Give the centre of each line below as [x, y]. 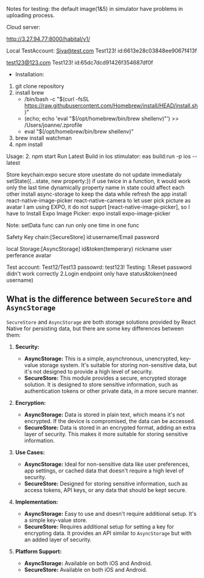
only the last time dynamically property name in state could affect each [95, 187]
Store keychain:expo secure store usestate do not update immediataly [94, 174]
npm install [29, 144]
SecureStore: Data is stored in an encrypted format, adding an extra [110, 427]
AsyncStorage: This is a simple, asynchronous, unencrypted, [101, 359]
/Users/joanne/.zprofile [53, 125]
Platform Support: [38, 551]
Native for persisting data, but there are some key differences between [95, 328]
